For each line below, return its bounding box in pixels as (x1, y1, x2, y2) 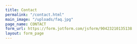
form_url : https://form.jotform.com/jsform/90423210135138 (5, 26, 132, 31)
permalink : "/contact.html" (5, 12, 65, 17)
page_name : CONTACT (5, 21, 47, 27)
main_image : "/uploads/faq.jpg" (5, 17, 73, 22)
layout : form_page (5, 31, 44, 36)
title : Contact (5, 7, 37, 13)
